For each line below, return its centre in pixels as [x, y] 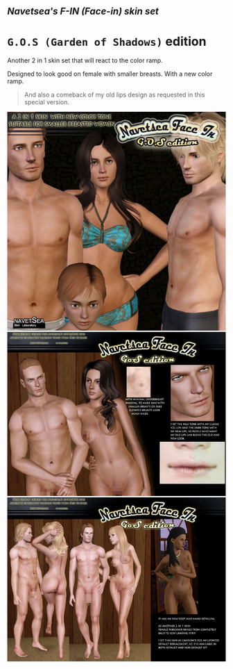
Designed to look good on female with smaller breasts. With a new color [110, 74]
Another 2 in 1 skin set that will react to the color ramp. [85, 60]
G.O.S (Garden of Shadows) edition [107, 41]
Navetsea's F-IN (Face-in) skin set [83, 11]
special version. [47, 102]
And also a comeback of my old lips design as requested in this [114, 95]
